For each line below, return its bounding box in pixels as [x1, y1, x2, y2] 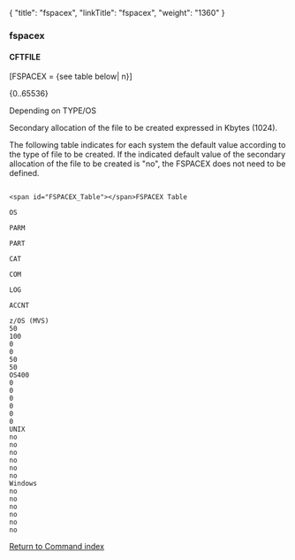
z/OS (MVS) [9, 317, 49, 326]
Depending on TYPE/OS [9, 105, 97, 116]
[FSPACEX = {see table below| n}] [9, 71, 132, 82]
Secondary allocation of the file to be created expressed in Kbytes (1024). [9, 123, 278, 134]
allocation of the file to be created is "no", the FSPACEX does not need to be [9, 158, 286, 169]
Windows [9, 479, 38, 488]
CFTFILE [9, 51, 42, 62]
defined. [9, 168, 40, 179]
